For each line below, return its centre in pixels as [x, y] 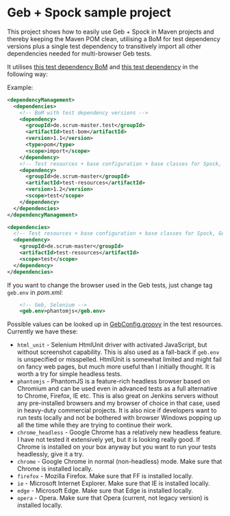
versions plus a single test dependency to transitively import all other [104, 46]
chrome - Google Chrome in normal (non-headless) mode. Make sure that [119, 462]
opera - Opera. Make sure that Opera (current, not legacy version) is [113, 498]
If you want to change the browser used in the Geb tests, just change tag [110, 285]
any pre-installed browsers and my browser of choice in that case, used [118, 403]
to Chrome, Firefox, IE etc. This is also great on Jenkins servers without [117, 396]
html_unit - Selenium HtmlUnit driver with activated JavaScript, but [112, 345]
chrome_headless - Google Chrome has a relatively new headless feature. [119, 432]
